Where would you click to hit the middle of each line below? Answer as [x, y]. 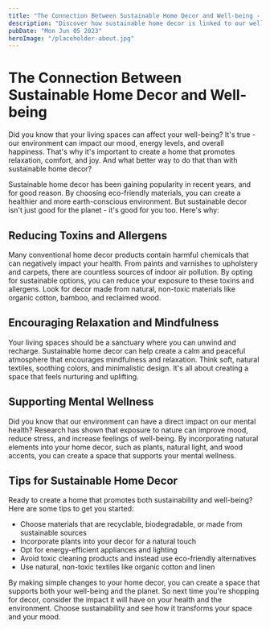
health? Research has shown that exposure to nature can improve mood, [129, 430]
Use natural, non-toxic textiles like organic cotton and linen [117, 567]
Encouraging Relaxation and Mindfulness [114, 323]
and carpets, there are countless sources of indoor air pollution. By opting [131, 272]
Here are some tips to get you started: [71, 509]
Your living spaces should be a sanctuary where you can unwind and [123, 342]
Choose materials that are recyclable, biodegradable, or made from [131, 524]
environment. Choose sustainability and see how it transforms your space [130, 608]
